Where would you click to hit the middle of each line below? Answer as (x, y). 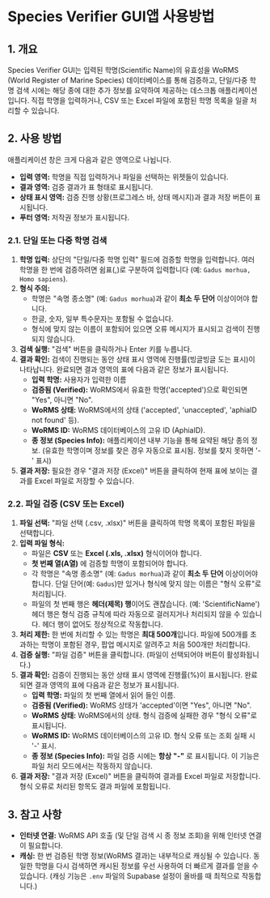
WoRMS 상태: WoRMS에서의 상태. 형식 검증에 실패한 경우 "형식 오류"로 (144, 716)
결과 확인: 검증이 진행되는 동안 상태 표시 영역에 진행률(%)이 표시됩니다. (131, 675)
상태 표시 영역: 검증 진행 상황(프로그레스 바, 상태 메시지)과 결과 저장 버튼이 (136, 197)
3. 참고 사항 (35, 814)
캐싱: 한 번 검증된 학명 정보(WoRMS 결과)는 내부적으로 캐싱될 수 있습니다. (135, 856)
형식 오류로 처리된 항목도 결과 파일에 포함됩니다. (95, 786)
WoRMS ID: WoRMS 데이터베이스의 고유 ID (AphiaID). (118, 430)
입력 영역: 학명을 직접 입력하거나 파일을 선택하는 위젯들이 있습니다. (124, 177)
